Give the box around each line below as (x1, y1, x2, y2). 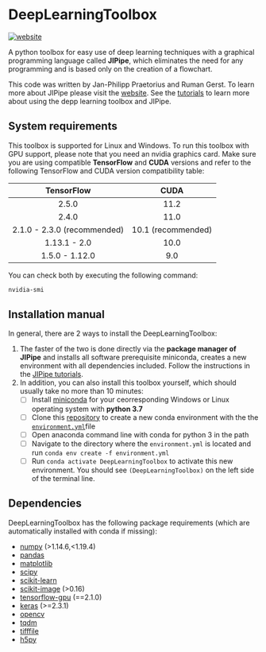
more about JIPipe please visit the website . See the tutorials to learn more (8, 87, 250, 97)
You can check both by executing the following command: (8, 270, 199, 280)
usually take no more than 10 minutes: (19, 386, 145, 396)
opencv (19, 609, 45, 619)
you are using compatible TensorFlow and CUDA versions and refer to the (8, 157, 252, 167)
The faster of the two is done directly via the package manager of (19, 344, 237, 354)
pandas (19, 550, 45, 560)
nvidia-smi (8, 285, 44, 293)
